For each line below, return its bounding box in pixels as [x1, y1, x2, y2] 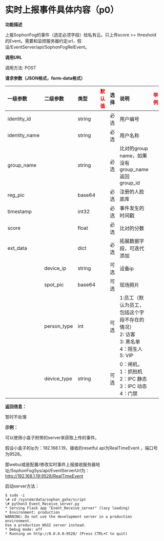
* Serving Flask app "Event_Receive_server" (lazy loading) [5, 505, 130, 510]
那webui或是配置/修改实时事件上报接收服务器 [5, 461, 96, 467]
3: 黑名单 [119, 338, 141, 345]
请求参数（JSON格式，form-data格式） [5, 75, 85, 81]
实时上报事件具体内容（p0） [5, 4, 119, 16]
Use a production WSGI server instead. [5, 522, 86, 527]
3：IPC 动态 [119, 382, 147, 389]
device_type [44, 375, 72, 382]
